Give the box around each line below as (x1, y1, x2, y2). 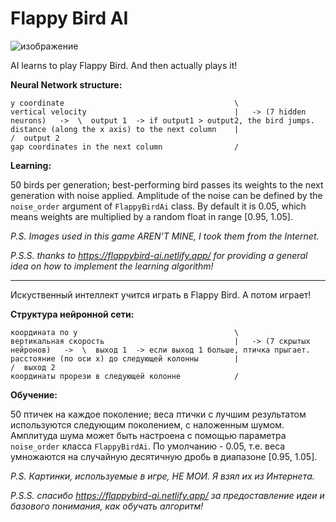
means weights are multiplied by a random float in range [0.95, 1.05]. (10, 210, 293, 222)
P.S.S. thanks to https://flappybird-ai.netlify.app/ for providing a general (10, 249, 308, 261)
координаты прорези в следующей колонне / (10, 371, 240, 381)
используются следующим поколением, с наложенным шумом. (10, 418, 285, 431)
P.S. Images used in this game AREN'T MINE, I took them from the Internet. (10, 230, 320, 242)
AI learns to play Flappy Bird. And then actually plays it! (10, 59, 238, 71)
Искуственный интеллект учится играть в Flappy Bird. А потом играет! (10, 288, 312, 301)
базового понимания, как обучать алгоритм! (10, 500, 204, 512)
